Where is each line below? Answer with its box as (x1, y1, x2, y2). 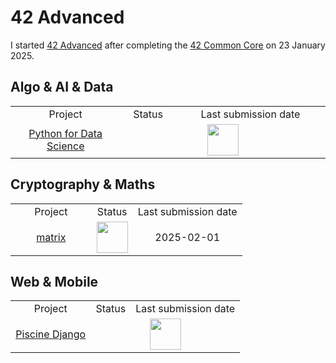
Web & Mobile (10, 273, 99, 290)
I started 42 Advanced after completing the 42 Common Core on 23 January (10, 39, 326, 51)
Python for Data (28, 126, 103, 140)
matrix (36, 230, 67, 244)
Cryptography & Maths (10, 176, 156, 193)
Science (46, 139, 85, 153)
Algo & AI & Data (10, 79, 114, 96)
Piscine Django (15, 327, 87, 341)
